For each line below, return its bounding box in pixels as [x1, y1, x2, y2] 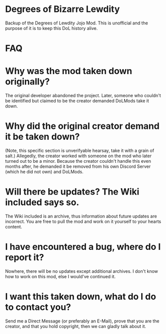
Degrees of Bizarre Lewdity [5, 3, 120, 15]
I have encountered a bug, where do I [5, 241, 161, 252]
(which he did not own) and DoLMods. [5, 169, 83, 175]
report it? [5, 252, 44, 263]
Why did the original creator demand [5, 120, 160, 132]
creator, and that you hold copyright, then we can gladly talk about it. [5, 323, 147, 329]
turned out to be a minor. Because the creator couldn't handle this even [5, 158, 152, 164]
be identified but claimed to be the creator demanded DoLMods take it [5, 98, 149, 104]
